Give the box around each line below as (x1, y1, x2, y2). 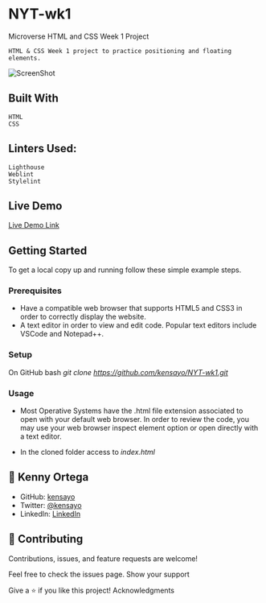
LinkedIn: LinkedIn (19, 509, 81, 518)
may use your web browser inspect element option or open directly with (19, 423, 259, 433)
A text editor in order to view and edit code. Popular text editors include (19, 320, 257, 330)
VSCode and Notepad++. (19, 329, 104, 339)
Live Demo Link (8, 221, 60, 230)
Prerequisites (8, 285, 62, 296)
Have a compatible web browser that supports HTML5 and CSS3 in (19, 304, 243, 313)
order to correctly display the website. (19, 312, 146, 322)
